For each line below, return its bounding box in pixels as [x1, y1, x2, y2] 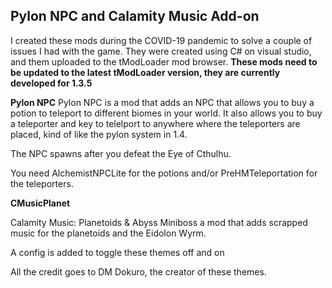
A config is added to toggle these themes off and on [10, 246, 225, 258]
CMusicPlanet [10, 197, 71, 209]
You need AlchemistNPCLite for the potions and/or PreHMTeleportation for [10, 167, 318, 179]
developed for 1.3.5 [10, 77, 93, 89]
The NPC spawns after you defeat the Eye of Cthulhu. [10, 147, 232, 159]
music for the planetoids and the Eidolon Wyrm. [10, 227, 207, 239]
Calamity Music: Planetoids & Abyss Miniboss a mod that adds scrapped [10, 216, 308, 228]
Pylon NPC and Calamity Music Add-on [10, 8, 260, 25]
